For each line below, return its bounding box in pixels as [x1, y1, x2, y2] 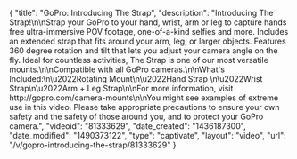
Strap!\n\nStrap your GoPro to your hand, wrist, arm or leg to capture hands [9, 17, 287, 28]
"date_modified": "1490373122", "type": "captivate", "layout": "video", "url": [9, 131, 287, 140]
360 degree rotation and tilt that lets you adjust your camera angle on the [9, 45, 278, 56]
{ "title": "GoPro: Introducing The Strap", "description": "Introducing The [9, 8, 274, 18]
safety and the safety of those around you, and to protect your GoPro [9, 111, 264, 122]
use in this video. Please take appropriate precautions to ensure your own [9, 102, 280, 112]
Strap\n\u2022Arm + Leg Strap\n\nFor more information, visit [9, 83, 234, 93]
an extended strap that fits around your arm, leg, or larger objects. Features [9, 36, 287, 46]
